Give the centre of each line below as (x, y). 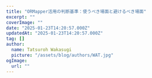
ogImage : (17, 60)
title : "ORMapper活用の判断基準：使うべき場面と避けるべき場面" (76, 11)
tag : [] (15, 39)
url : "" (21, 66)
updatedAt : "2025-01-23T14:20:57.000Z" (55, 33)
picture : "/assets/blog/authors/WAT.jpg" (63, 55)
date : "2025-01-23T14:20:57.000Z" (48, 28)
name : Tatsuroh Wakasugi (42, 50)
